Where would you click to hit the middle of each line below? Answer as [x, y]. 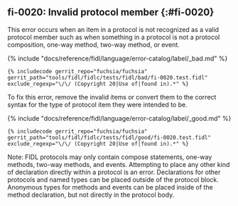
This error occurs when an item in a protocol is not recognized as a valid [113, 29]
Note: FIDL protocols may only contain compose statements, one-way [110, 157]
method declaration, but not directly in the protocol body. [91, 195]
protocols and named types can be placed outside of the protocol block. [113, 179]
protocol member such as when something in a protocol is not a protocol [114, 37]
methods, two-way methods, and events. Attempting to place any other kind [119, 164]
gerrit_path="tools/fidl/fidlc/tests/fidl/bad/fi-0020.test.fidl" [108, 77]
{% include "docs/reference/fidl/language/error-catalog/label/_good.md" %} [119, 118]
